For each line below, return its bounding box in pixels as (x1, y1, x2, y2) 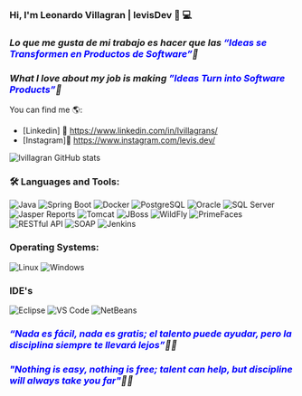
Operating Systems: (9, 241, 99, 254)
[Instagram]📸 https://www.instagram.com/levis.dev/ (22, 135, 215, 146)
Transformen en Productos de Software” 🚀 (9, 47, 199, 60)
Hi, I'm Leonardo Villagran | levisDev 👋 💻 (9, 8, 193, 21)
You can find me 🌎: (9, 104, 83, 116)
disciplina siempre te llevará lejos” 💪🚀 (9, 338, 178, 351)
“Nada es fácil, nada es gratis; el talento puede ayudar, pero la (9, 327, 292, 340)
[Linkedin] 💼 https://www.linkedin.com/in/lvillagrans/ (22, 126, 219, 137)
